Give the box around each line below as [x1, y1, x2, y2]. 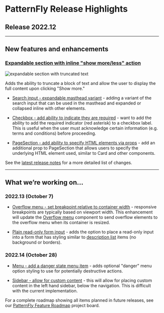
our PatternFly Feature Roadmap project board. [5, 302, 100, 308]
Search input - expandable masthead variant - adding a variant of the [12, 95, 152, 101]
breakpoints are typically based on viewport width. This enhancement [12, 209, 153, 215]
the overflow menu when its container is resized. [12, 220, 110, 226]
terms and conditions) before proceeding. [12, 130, 97, 136]
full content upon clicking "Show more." [5, 85, 85, 91]
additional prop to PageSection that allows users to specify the [12, 145, 139, 151]
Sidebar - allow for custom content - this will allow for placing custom [12, 277, 152, 283]
